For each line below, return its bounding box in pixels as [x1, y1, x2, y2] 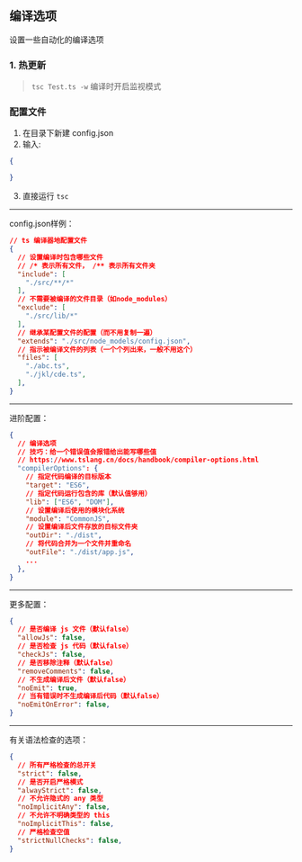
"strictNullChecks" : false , [17, 836, 123, 845]
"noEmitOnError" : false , [17, 700, 111, 709]
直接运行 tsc [22, 191, 69, 202]
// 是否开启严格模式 [17, 777, 84, 786]
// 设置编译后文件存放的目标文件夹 [25, 523, 138, 532]
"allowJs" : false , [17, 633, 87, 642]
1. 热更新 [9, 58, 47, 71]
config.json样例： [9, 219, 75, 229]
